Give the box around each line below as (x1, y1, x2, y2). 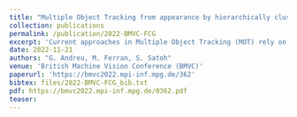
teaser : (9, 94, 38, 104)
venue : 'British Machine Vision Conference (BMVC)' (9, 62, 203, 71)
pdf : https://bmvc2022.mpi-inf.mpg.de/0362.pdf (9, 86, 188, 95)
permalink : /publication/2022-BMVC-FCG (9, 29, 156, 38)
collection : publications (9, 21, 104, 30)
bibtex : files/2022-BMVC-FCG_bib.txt (9, 78, 148, 87)
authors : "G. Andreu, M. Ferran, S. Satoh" (9, 54, 172, 62)
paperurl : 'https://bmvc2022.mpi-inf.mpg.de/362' (9, 70, 196, 79)
